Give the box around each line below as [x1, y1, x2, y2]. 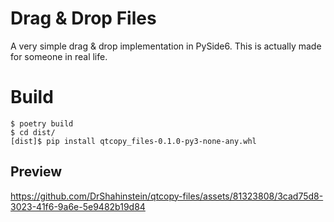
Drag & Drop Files [10, 7, 157, 30]
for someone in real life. [10, 50, 108, 62]
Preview [10, 163, 63, 181]
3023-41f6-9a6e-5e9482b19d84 [10, 200, 146, 212]
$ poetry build [10, 118, 74, 129]
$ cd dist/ [10, 127, 56, 137]
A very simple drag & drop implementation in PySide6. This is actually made [10, 40, 322, 52]
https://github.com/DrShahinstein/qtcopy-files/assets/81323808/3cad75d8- [10, 190, 324, 202]
